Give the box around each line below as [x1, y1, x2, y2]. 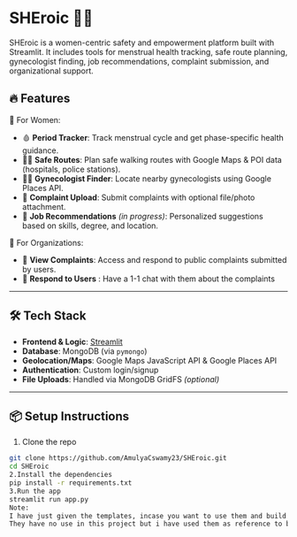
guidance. [21, 145, 59, 156]
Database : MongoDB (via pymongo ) [21, 345, 148, 357]
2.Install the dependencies [9, 471, 113, 479]
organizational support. [9, 65, 95, 76]
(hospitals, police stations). [21, 164, 121, 174]
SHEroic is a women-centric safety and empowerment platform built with [9, 37, 275, 48]
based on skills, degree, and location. [21, 220, 159, 231]
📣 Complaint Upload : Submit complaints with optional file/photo [21, 192, 255, 203]
